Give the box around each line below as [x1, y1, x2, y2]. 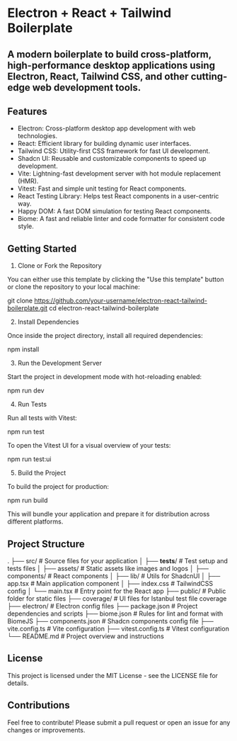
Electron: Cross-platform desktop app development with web [17, 124, 196, 132]
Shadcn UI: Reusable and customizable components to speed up [17, 154, 207, 163]
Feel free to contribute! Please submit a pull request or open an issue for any [7, 718, 231, 727]
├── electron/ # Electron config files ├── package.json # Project [7, 602, 198, 611]
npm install [7, 345, 40, 353]
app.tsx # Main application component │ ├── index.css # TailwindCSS [7, 579, 214, 588]
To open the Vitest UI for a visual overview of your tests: [7, 441, 171, 450]
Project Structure [7, 538, 85, 550]
